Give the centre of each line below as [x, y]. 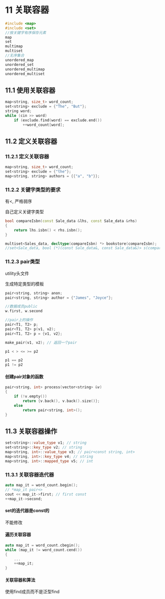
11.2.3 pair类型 [23, 262]
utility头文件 [17, 273]
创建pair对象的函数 [24, 376]
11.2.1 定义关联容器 [27, 156]
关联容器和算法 [20, 580]
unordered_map [20, 60]
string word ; [18, 111]
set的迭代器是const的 [27, 511]
